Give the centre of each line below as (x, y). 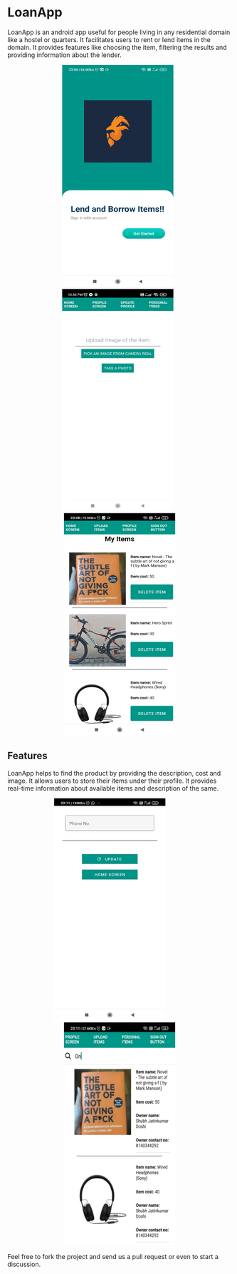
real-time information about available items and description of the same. (113, 788)
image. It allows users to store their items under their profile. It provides (112, 781)
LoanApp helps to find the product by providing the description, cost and (114, 773)
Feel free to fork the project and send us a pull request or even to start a (113, 1256)
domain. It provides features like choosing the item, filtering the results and (117, 47)
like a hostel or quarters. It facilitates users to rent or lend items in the (109, 39)
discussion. (24, 1264)
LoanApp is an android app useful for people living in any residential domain (119, 32)
